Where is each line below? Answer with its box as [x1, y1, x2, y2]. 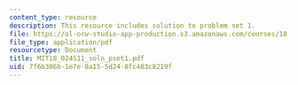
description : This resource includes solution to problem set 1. [9, 21, 255, 30]
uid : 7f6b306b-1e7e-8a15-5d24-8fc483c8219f [9, 63, 173, 72]
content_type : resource [9, 12, 98, 22]
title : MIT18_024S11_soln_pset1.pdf [9, 54, 145, 63]
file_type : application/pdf [9, 37, 114, 47]
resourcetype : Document [9, 46, 98, 55]
